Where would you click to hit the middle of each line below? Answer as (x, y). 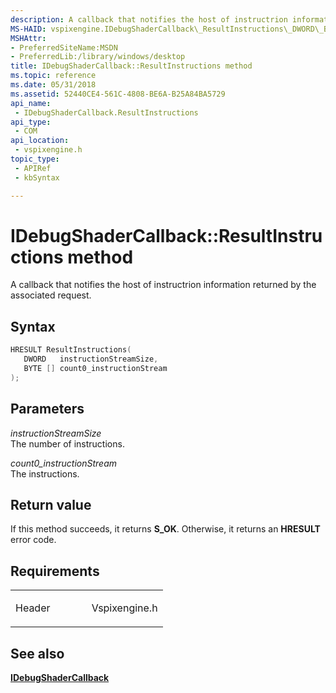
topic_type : (35, 159)
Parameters (47, 409)
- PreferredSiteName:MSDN (64, 47)
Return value (51, 504)
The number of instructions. (67, 443)
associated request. (51, 295)
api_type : (31, 122)
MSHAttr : (28, 38)
